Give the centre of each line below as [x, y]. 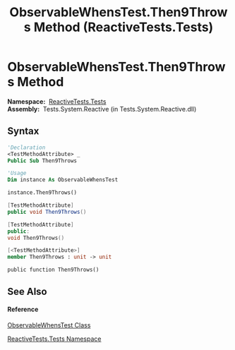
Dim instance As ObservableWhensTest [63, 180]
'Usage [17, 174]
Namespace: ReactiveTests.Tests [57, 101]
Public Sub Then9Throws [42, 161]
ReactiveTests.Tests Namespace [54, 339]
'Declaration [26, 147]
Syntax [23, 131]
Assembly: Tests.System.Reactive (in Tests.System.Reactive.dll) [102, 109]
